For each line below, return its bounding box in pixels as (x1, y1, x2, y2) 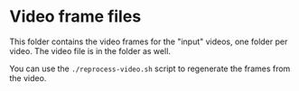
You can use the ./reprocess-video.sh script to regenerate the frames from (9, 63, 291, 74)
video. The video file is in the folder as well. (9, 45, 172, 56)
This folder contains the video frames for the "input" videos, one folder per (9, 36, 288, 47)
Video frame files (9, 6, 142, 27)
